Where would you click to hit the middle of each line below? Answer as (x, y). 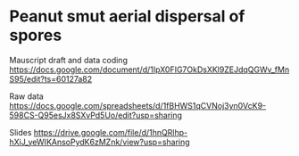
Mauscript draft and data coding (68, 60)
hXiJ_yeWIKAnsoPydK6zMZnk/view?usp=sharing (100, 142)
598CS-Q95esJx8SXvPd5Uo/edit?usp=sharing (96, 115)
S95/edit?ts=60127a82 (51, 78)
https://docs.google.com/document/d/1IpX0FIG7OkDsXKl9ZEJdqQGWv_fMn (149, 70)
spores (36, 35)
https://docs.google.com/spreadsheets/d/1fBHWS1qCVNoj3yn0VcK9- (138, 105)
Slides (21, 132)
